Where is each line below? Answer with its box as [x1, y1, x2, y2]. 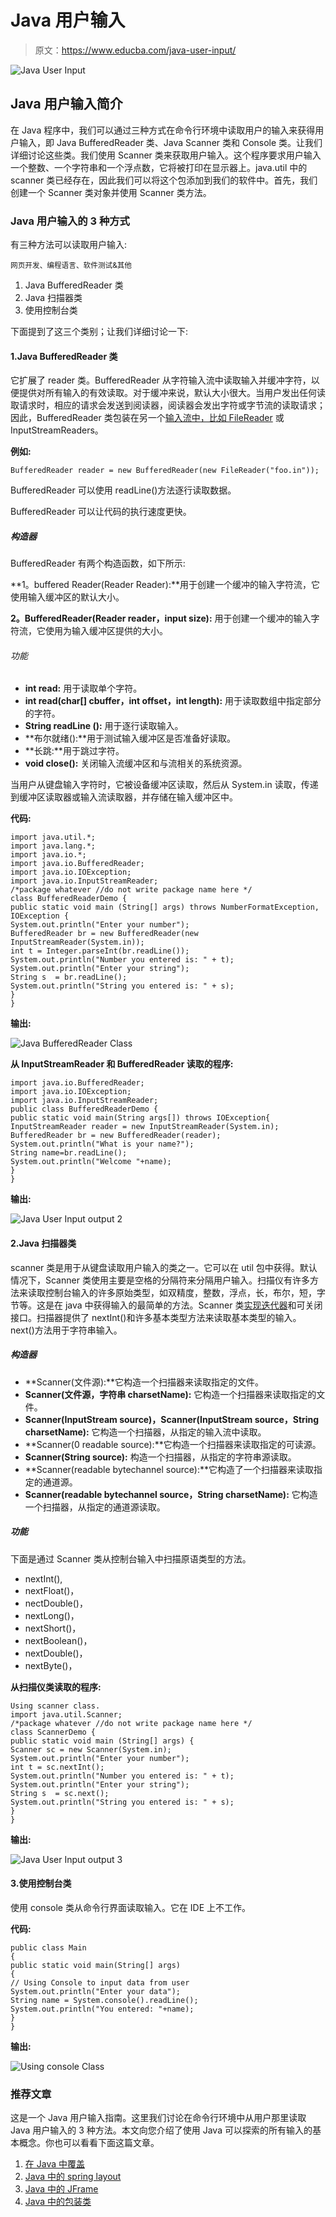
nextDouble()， [24, 1647, 88, 1659]
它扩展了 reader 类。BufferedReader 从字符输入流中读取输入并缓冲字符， [10, 374, 312, 386]
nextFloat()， [24, 1584, 80, 1596]
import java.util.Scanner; [10, 1709, 123, 1720]
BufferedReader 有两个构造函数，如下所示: [10, 557, 186, 570]
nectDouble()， [24, 1597, 88, 1609]
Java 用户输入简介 [10, 96, 123, 113]
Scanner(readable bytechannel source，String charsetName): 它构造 [24, 1488, 318, 1500]
